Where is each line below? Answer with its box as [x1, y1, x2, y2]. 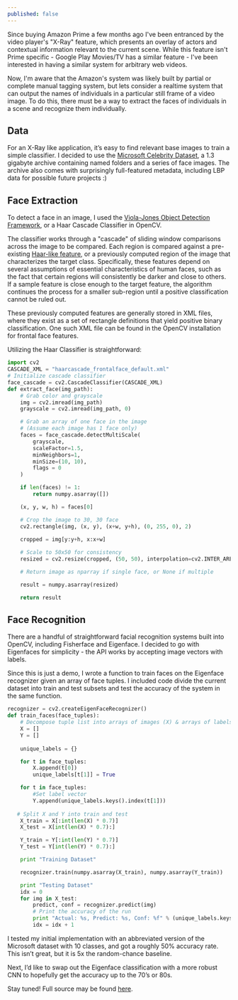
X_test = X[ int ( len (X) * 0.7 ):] [20, 824, 115, 831]
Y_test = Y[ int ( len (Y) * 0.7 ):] [20, 844, 115, 851]
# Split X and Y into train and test [16, 810, 129, 818]
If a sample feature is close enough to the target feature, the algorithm [7, 280, 212, 289]
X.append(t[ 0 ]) [33, 765, 78, 772]
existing [7, 250, 30, 258]
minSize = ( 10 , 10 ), [33, 458, 87, 465]
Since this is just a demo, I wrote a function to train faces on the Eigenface [7, 669, 225, 678]
